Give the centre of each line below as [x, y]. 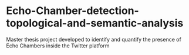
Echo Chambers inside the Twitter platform [58, 46]
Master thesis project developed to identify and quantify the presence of [94, 39]
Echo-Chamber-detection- [72, 11]
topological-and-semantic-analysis [95, 23]
